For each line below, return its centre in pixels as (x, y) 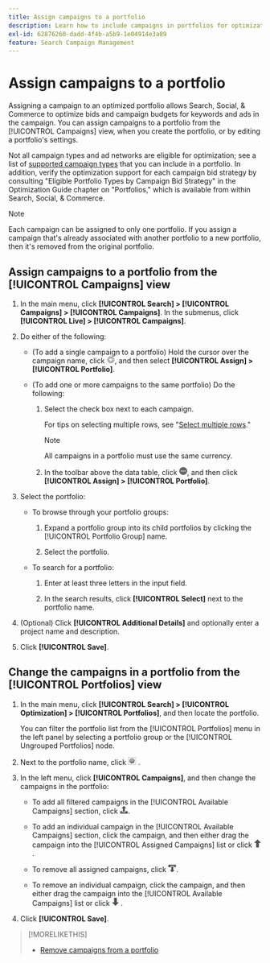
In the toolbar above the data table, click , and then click (141, 472)
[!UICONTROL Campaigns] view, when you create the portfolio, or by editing (135, 131)
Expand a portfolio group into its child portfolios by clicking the (147, 528)
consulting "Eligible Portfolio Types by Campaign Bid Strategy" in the (122, 181)
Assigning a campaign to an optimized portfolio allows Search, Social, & (127, 105)
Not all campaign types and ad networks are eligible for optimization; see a (133, 155)
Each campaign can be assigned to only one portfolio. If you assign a (123, 229)
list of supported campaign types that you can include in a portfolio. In (125, 164)
